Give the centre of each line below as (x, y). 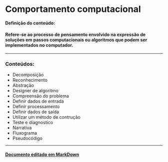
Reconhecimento (30, 80)
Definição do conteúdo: (30, 23)
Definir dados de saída (35, 112)
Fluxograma (25, 133)
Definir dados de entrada (38, 101)
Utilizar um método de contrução (46, 117)
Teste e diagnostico (33, 123)
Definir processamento (36, 107)
